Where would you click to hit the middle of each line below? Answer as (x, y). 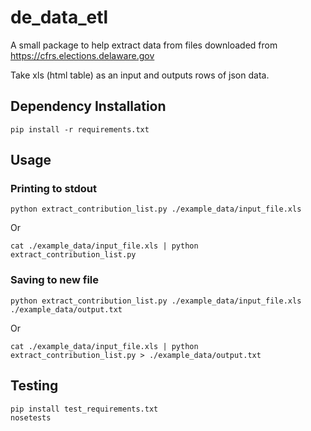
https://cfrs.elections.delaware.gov (82, 55)
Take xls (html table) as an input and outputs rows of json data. (140, 75)
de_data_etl (59, 17)
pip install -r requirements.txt (80, 129)
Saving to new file (55, 280)
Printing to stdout (54, 189)
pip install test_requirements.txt (84, 409)
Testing (34, 386)
